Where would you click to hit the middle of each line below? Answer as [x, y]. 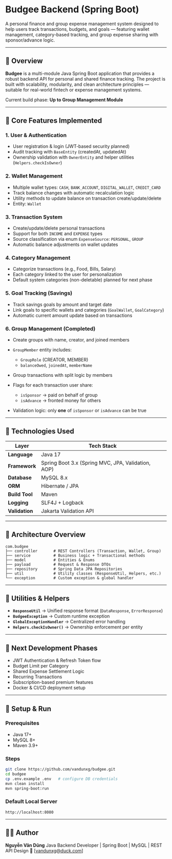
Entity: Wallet [27, 203]
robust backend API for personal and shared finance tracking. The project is [85, 79]
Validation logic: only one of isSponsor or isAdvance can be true [80, 410]
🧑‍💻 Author [22, 833]
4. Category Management [38, 258]
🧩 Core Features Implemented [54, 121]
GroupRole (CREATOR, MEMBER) [54, 359]
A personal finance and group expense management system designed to [82, 24]
